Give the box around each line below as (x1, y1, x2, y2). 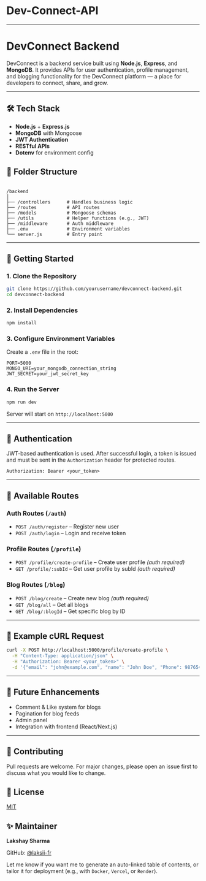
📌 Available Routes (6, 490, 79, 501)
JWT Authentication (15, 135, 69, 143)
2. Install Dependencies (6, 306, 78, 315)
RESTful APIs (15, 142, 50, 150)
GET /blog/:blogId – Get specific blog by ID (15, 608, 126, 615)
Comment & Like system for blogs (15, 703, 101, 711)
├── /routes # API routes (6, 204, 100, 210)
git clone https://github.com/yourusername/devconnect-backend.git (6, 286, 183, 292)
